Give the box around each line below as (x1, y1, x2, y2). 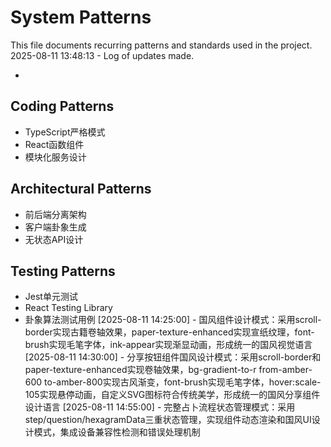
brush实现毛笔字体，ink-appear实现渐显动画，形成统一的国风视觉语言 (24, 339, 313, 351)
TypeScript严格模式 (24, 126, 106, 138)
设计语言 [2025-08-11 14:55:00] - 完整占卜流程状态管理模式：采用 (24, 401, 296, 413)
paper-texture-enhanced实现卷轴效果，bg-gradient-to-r (24, 364, 257, 376)
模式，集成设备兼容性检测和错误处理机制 (33, 426, 201, 438)
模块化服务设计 (24, 151, 87, 163)
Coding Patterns (10, 98, 115, 115)
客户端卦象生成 (24, 221, 87, 233)
